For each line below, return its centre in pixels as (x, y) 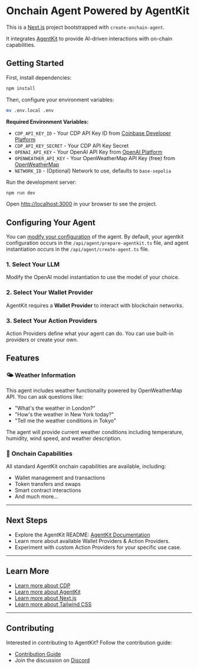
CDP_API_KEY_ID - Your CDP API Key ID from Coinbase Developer (93, 133)
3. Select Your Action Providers (52, 320)
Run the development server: (41, 182)
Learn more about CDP (42, 585)
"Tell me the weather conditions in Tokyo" (65, 420)
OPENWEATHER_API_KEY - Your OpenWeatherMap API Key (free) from (95, 158)
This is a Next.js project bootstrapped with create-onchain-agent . (85, 27)
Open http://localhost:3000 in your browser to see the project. (82, 204)
